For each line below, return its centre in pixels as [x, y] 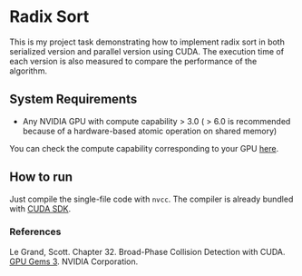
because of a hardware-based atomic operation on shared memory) [150, 131]
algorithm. [29, 71]
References [35, 232]
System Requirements [73, 99]
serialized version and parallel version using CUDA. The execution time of [146, 51]
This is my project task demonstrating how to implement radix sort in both [147, 42]
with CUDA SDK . [40, 208]
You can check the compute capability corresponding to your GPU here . [144, 148]
